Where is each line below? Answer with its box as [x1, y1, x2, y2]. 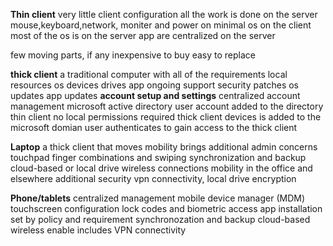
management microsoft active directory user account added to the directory [10, 100, 324, 112]
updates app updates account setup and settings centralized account [10, 90, 301, 101]
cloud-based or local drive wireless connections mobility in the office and [10, 162, 313, 174]
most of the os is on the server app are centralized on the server [10, 30, 276, 41]
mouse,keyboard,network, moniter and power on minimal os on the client [10, 19, 312, 31]
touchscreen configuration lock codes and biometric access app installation [10, 203, 323, 214]
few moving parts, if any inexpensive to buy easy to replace [10, 49, 256, 61]
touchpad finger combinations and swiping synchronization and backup [10, 152, 307, 163]
